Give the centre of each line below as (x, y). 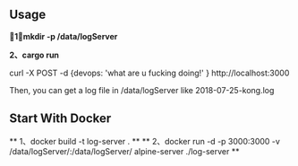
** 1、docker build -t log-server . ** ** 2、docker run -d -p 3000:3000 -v (145, 141)
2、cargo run (34, 55)
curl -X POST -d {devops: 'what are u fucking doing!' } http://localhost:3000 (149, 73)
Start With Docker (60, 119)
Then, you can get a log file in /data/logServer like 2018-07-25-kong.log (142, 90)
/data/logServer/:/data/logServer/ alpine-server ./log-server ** (124, 151)
